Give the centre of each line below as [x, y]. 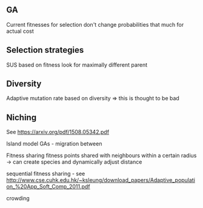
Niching [22, 117]
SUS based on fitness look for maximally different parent [77, 65]
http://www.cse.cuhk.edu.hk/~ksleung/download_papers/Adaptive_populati [101, 180]
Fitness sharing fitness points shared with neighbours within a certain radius [101, 156]
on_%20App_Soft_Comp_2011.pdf [48, 187]
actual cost [20, 31]
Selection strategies [45, 50]
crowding [18, 198]
